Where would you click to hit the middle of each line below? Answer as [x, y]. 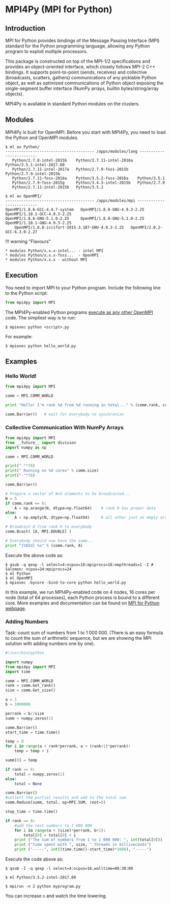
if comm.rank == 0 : [26, 503]
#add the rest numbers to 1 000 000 [53, 826]
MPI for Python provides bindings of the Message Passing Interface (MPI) [82, 40]
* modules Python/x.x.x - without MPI [46, 260]
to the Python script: [27, 293]
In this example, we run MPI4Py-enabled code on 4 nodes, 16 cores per [80, 592]
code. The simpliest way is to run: [41, 317]
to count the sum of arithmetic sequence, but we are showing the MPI [78, 638]
